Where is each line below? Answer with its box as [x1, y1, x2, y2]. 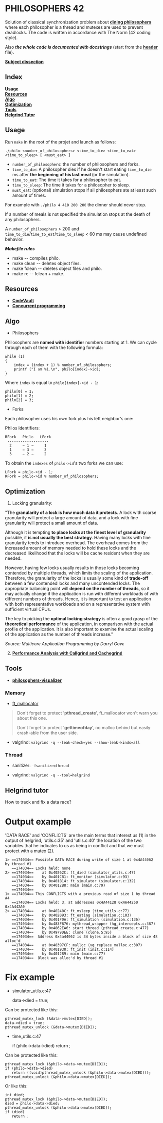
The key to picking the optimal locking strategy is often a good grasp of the [5, 616, 158, 621]
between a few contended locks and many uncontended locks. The [5, 580, 140, 586]
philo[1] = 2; [5, 393, 34, 398]
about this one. [17, 715, 47, 721]
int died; [5, 1093, 25, 1098]
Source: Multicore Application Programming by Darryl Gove [5, 641, 125, 647]
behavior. [5, 236, 24, 242]
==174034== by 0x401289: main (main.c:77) [11, 951, 106, 957]
